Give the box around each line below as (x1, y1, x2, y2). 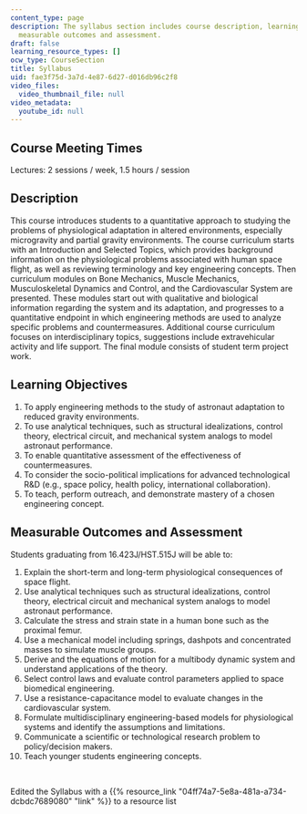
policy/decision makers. (23, 740, 113, 752)
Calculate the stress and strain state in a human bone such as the (23, 614, 270, 625)
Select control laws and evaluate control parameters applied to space (23, 673, 285, 684)
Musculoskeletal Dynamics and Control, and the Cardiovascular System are (10, 283, 293, 294)
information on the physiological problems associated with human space (10, 253, 283, 264)
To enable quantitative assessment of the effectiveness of (23, 449, 242, 460)
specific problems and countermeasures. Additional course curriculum (10, 321, 276, 333)
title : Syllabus (10, 65, 72, 74)
